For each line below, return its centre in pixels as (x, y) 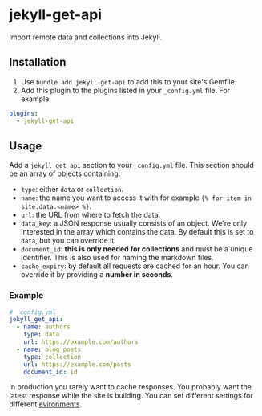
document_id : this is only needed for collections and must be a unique (137, 249)
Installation (38, 62)
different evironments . (46, 404)
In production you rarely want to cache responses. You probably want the (130, 387)
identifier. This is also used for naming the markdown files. (117, 258)
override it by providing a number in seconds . (97, 275)
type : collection (52, 357)
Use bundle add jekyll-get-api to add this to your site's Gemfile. (129, 81)
